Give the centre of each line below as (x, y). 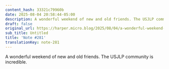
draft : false (19, 24)
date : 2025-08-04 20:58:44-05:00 (40, 14)
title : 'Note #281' (26, 38)
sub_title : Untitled (27, 33)
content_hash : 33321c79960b (35, 10)
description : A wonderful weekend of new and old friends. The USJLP (80, 19)
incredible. (16, 62)
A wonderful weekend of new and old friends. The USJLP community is (79, 56)
